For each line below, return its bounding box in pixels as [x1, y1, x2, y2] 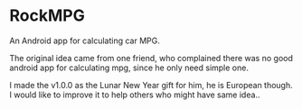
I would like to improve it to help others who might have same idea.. [9, 89, 260, 100]
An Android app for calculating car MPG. [9, 35, 160, 46]
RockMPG [9, 5, 86, 26]
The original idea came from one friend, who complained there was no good [9, 52, 294, 63]
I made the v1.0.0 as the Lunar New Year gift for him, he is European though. [9, 79, 294, 90]
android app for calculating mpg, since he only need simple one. [9, 62, 249, 73]
